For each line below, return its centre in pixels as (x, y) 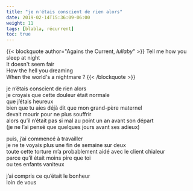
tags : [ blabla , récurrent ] (40, 29)
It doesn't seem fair (30, 64)
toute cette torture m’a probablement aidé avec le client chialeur (86, 152)
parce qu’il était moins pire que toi (49, 158)
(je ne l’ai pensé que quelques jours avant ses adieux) (73, 127)
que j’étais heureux (30, 102)
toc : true (19, 34)
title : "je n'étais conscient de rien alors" (64, 12)
